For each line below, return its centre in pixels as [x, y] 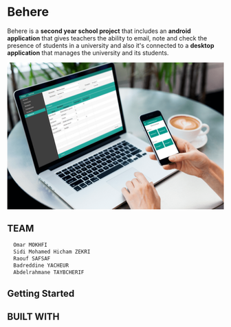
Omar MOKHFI [31, 245]
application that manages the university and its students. [88, 53]
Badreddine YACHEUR [41, 266]
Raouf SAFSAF [32, 259]
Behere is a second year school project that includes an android [99, 31]
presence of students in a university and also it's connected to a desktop [111, 45]
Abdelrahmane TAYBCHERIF [49, 272]
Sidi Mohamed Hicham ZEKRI [52, 252]
